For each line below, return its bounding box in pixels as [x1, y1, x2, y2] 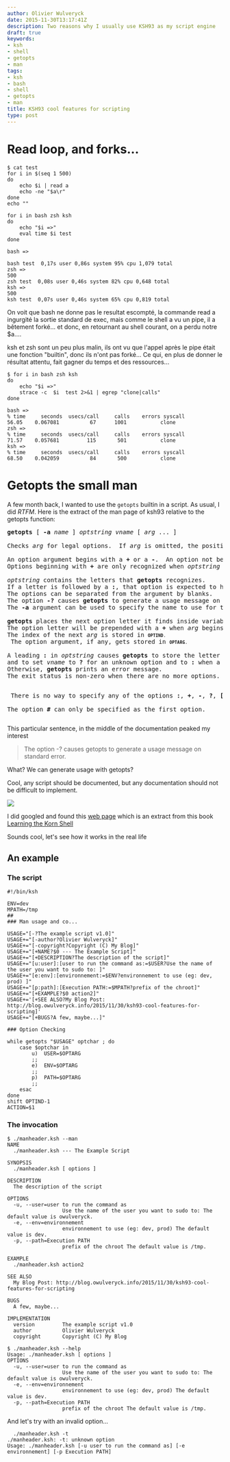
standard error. [23, 752, 66, 760]
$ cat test [7, 164, 38, 171]
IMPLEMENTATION [7, 1315, 51, 1322]
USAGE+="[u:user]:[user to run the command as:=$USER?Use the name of [7, 961, 213, 967]
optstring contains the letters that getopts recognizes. [7, 576, 206, 584]
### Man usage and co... [7, 919, 78, 926]
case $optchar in [19, 1044, 69, 1052]
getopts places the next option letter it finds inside [7, 617, 199, 625]
